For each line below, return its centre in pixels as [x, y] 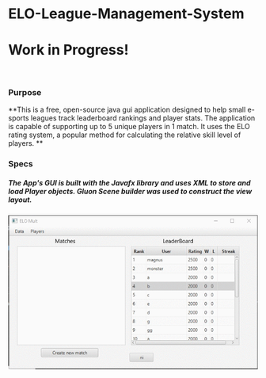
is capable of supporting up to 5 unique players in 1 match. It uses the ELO [129, 127]
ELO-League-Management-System [126, 14]
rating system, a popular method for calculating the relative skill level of [125, 135]
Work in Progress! [68, 50]
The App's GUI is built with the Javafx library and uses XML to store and [129, 182]
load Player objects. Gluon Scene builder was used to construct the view [130, 191]
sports [19, 118]
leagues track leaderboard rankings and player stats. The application [143, 118]
